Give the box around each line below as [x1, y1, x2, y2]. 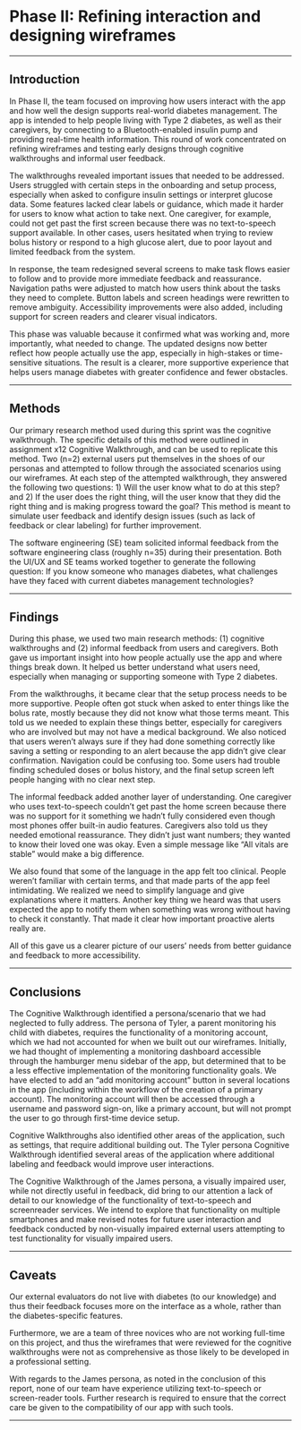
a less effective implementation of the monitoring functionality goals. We [9, 1066, 277, 1076]
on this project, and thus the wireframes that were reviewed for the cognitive [9, 1337, 292, 1348]
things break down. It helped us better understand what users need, [9, 662, 261, 672]
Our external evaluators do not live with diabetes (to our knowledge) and [9, 1291, 277, 1302]
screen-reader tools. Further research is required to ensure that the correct [9, 1392, 287, 1403]
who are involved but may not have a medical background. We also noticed [9, 727, 287, 738]
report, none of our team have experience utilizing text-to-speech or [9, 1383, 262, 1393]
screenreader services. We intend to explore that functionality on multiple [9, 1204, 280, 1215]
